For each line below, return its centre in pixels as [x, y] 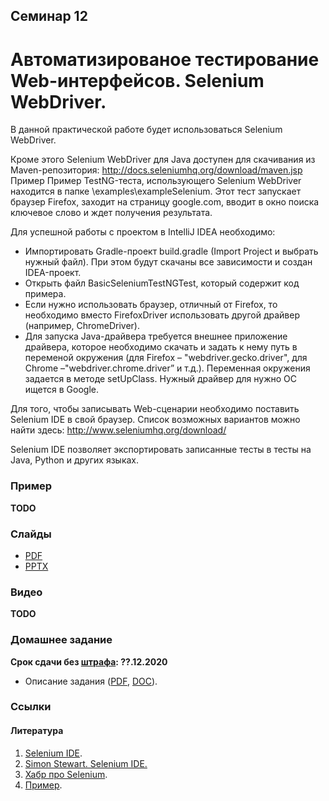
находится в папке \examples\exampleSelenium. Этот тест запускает [156, 191]
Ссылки [31, 707]
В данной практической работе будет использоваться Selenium [146, 130]
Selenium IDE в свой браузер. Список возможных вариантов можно [155, 420]
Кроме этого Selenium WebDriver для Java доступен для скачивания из [163, 160]
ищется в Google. [61, 390]
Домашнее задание [61, 640]
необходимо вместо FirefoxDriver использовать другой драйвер [162, 315]
